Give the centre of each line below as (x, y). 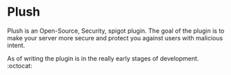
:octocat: (20, 65)
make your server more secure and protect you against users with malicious (115, 37)
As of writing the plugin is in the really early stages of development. (103, 58)
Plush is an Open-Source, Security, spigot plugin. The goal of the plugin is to (116, 31)
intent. (16, 45)
